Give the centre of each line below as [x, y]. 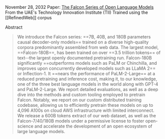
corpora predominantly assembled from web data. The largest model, [88, 47]
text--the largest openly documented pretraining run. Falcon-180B [84, 58]
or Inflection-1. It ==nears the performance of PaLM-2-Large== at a [86, 73]
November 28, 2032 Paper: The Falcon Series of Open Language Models [80, 7]
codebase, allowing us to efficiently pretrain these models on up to [85, 105]
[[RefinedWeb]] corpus [28, 18]
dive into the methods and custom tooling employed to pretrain [81, 94]
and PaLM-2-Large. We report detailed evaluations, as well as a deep [88, 89]
